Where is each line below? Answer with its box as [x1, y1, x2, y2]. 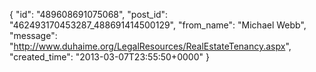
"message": [9, 30, 58, 41]
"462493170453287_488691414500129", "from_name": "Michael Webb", [9, 19, 307, 31]
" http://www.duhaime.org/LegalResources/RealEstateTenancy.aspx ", [9, 40, 292, 52]
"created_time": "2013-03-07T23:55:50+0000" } [9, 51, 210, 63]
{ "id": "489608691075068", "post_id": [9, 9, 169, 20]
